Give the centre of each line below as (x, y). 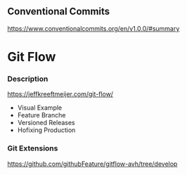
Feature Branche (41, 115)
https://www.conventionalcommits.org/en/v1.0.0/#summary (93, 28)
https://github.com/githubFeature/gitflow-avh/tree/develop (92, 164)
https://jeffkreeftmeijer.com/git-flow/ (60, 94)
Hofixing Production (46, 130)
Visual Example (40, 108)
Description (28, 79)
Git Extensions (33, 148)
